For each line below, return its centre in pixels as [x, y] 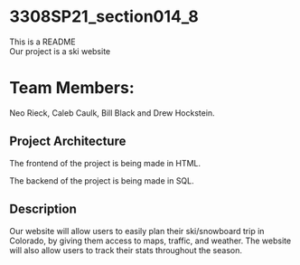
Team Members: [72, 88]
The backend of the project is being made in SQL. [102, 180]
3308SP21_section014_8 [104, 17]
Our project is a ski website [60, 51]
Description [43, 209]
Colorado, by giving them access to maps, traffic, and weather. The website [150, 241]
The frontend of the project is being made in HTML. [105, 163]
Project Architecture [68, 142]
